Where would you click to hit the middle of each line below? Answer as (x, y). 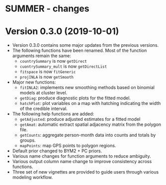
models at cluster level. (43, 93)
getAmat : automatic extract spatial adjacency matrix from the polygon (90, 124)
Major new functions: (34, 82)
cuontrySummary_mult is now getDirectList (63, 66)
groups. (28, 140)
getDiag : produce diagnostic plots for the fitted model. (75, 98)
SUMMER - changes (47, 9)
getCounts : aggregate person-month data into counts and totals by (88, 135)
